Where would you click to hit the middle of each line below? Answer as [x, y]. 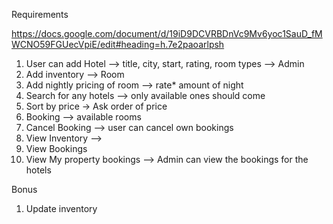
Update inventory [61, 208]
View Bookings [56, 148]
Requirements [40, 14]
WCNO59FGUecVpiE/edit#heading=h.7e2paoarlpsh [118, 44]
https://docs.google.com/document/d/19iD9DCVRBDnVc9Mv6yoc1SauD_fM [167, 33]
